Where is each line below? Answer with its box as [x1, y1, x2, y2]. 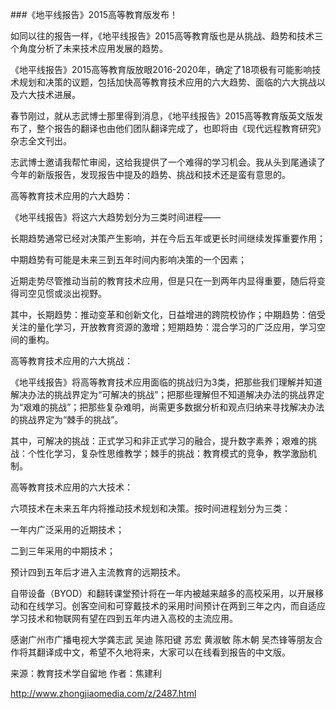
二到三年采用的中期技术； [10, 545, 116, 557]
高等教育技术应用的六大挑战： [10, 355, 133, 367]
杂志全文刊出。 [10, 135, 72, 147]
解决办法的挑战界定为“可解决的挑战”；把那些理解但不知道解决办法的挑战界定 [10, 389, 325, 400]
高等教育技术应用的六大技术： [10, 481, 133, 493]
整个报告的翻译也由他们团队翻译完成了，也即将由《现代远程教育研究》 [36, 123, 326, 134]
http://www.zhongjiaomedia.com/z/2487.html [10, 688, 197, 699]
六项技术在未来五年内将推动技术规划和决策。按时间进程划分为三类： [10, 503, 291, 514]
